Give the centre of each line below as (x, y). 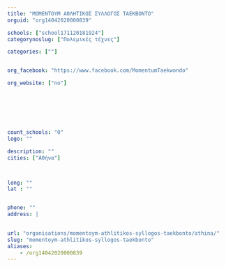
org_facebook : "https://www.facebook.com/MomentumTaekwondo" (98, 70)
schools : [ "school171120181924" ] (56, 33)
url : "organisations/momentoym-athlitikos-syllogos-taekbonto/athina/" (113, 233)
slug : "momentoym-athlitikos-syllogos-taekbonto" (81, 240)
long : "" (20, 183)
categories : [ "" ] (32, 52)
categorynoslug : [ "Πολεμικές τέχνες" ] (63, 39)
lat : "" (20, 189)
